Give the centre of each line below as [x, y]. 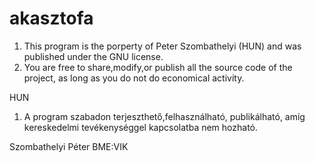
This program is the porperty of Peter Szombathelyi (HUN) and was [162, 46]
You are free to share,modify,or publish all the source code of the [158, 67]
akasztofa [51, 18]
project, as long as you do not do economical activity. [134, 78]
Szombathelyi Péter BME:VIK [69, 146]
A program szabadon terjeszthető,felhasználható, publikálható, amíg [164, 116]
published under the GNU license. [93, 56]
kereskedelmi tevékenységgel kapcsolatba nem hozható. [141, 127]
